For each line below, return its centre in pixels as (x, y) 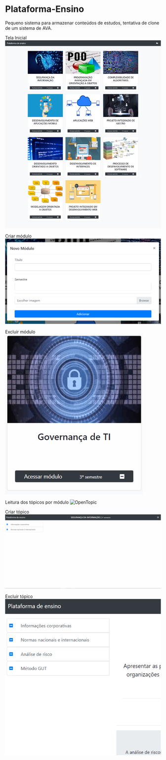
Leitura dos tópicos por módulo (37, 502)
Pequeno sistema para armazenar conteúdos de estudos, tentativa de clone (82, 23)
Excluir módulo (20, 332)
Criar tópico (17, 512)
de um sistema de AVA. (29, 28)
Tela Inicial (16, 38)
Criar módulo (19, 236)
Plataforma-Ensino (45, 9)
